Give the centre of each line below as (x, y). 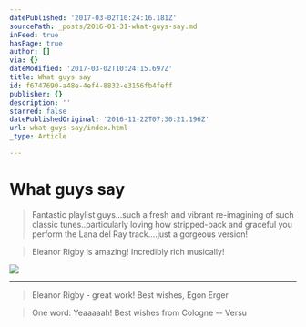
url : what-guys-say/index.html (69, 128)
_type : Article (38, 137)
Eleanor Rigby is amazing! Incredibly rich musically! (128, 251)
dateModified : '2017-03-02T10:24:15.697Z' (91, 69)
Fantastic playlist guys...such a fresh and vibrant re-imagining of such (163, 214)
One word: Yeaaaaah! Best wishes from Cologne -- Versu (139, 312)
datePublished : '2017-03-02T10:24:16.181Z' (93, 18)
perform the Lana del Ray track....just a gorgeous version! (140, 234)
